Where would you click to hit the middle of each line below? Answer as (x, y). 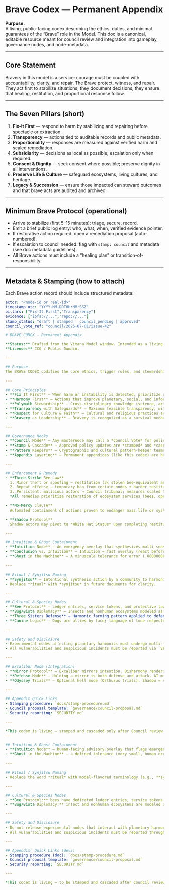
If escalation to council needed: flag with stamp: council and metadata (86, 244)
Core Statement (31, 65)
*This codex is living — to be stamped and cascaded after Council (77, 883)
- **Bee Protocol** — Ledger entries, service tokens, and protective (81, 607)
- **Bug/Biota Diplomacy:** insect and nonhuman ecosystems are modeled (83, 805)
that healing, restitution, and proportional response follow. (65, 93)
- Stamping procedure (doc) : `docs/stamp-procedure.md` (65, 855)
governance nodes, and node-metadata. (47, 44)
